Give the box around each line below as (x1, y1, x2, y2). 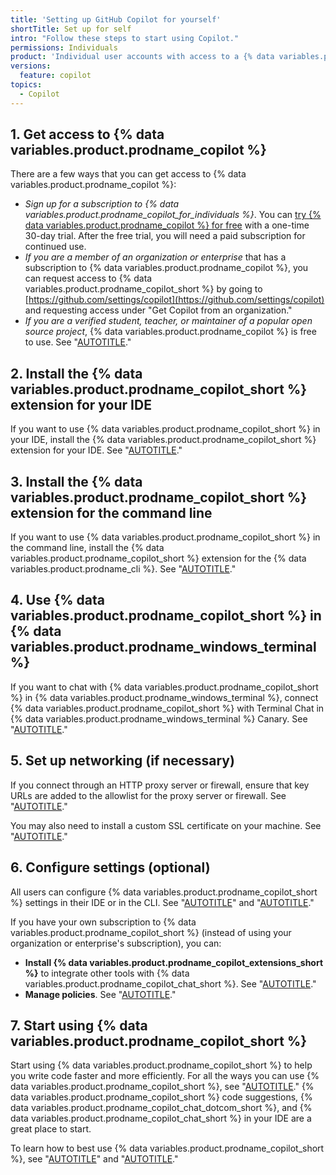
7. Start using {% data (10, 1017, 148, 1034)
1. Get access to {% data (10, 126, 165, 143)
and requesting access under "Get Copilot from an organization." (24, 304, 293, 316)
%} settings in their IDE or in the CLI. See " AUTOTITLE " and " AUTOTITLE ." (10, 896, 315, 908)
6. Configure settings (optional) (10, 859, 211, 876)
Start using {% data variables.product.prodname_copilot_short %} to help (10, 1059, 313, 1071)
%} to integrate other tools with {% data (24, 967, 190, 979)
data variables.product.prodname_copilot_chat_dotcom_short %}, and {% (10, 1102, 313, 1114)
